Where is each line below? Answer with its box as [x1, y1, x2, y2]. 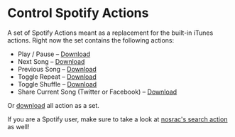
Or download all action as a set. [7, 101, 99, 109]
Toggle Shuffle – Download [17, 80, 97, 88]
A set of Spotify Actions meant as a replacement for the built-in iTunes [7, 28, 214, 37]
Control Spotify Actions [7, 5, 149, 21]
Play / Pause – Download [17, 50, 91, 58]
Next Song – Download [17, 57, 85, 65]
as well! [7, 122, 30, 131]
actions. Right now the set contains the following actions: [7, 35, 175, 44]
